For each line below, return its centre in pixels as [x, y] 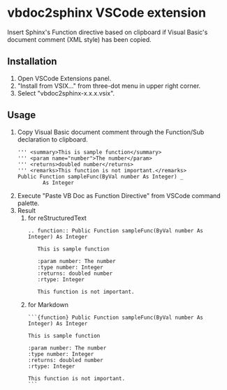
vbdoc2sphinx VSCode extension [107, 13]
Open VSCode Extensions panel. [64, 78]
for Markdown [48, 304]
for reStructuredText [57, 218]
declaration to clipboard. [53, 139]
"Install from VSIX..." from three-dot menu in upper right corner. [109, 86]
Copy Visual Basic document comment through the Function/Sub [111, 132]
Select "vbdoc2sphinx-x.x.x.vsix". [66, 93]
